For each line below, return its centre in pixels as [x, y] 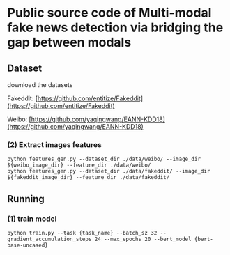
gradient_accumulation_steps [49, 239]
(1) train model [32, 219]
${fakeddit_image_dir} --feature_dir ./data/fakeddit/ [89, 178]
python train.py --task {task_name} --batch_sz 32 [82, 233]
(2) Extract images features [55, 144]
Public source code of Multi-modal [109, 13]
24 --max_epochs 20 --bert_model [143, 239]
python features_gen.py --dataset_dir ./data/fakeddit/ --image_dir [109, 171]
